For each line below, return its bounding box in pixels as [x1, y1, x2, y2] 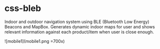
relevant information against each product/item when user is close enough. [4, 29, 154, 35]
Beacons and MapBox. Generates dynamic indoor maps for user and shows [4, 24, 155, 29]
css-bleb [4, 3, 42, 14]
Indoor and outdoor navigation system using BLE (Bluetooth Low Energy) [4, 19, 149, 24]
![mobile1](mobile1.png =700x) [4, 38, 65, 44]
